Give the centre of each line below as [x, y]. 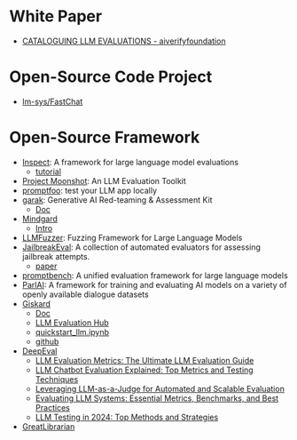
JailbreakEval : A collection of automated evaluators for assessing [141, 247]
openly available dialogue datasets [85, 294]
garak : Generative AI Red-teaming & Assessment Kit [117, 200]
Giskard [36, 303]
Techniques [57, 379]
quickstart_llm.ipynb [72, 332]
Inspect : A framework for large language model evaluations [130, 162]
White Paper [56, 16]
